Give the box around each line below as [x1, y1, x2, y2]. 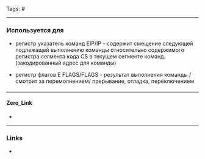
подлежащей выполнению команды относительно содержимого [15, 46, 185, 54]
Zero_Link [6, 99, 32, 107]
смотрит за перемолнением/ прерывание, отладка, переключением [15, 77, 194, 85]
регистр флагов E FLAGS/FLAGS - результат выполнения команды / [15, 71, 192, 79]
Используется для [6, 26, 64, 34]
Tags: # [6, 5, 26, 12]
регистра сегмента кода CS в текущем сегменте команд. [15, 53, 166, 60]
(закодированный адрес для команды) [15, 59, 117, 66]
